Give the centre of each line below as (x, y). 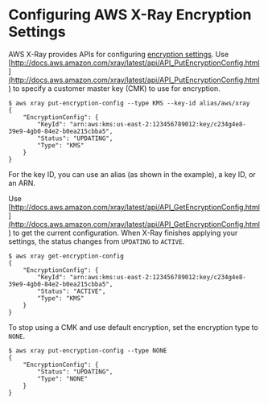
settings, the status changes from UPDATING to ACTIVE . (97, 241)
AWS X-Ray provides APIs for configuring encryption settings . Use (119, 54)
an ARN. (22, 183)
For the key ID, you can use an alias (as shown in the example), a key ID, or (132, 174)
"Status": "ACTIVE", (72, 291)
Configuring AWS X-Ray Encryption (130, 15)
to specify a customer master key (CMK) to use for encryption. (117, 88)
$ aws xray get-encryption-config (66, 256)
